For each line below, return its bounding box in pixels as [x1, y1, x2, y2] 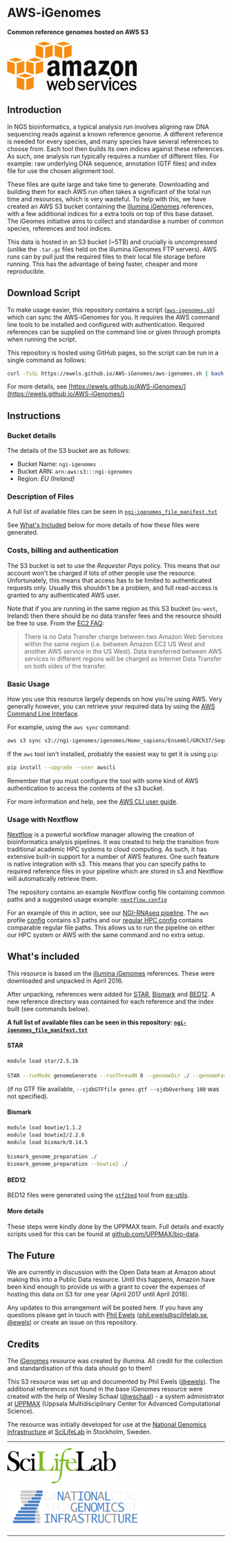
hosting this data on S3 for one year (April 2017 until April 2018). [7, 1290, 190, 1299]
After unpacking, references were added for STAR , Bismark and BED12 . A [7, 990, 215, 998]
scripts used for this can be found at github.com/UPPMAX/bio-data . [7, 1229, 200, 1238]
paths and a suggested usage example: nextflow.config [7, 895, 168, 904]
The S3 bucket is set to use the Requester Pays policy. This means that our [7, 561, 221, 569]
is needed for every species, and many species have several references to [7, 137, 219, 145]
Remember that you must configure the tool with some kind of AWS [7, 776, 199, 785]
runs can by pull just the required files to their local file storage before [7, 252, 206, 260]
